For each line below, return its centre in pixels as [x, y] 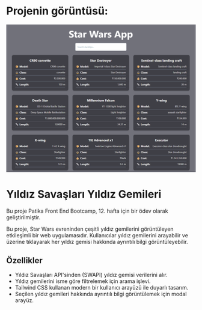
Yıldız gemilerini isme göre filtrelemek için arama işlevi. [83, 281]
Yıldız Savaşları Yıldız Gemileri [84, 194]
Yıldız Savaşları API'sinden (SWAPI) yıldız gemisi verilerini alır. [91, 275]
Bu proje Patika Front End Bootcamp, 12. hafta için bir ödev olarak [87, 211]
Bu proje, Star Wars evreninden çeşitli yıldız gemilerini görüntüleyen [90, 229]
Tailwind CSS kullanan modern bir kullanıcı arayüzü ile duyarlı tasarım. [102, 288]
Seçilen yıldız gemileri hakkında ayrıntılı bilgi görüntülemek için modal [101, 294]
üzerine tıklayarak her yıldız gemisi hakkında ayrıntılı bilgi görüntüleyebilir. [97, 242]
